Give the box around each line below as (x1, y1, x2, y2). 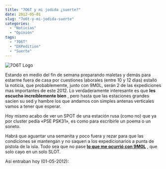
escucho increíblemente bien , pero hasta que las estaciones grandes (5, 92, 150, 99)
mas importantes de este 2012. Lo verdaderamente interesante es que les (5, 87, 156, 93)
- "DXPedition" (9, 44, 41, 49)
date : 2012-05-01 (5, 12, 41, 17)
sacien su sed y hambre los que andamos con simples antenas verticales (5, 98, 155, 104)
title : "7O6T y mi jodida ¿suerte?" (5, 7, 81, 12)
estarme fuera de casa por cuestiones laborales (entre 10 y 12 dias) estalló (5, 77, 157, 83)
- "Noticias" (9, 26, 37, 31)
